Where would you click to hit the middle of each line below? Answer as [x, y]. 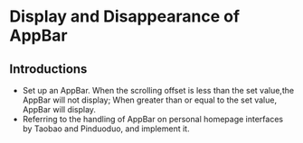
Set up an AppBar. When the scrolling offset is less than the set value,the [158, 90]
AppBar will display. [59, 109]
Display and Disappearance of [125, 17]
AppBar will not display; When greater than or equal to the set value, [150, 100]
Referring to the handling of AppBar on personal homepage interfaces [152, 119]
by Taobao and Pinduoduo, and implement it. [106, 129]
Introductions [48, 69]
